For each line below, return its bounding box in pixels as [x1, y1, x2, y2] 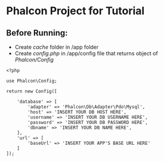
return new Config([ [6, 88, 58, 94]
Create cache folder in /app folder [14, 43, 99, 50]
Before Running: [6, 28, 68, 38]
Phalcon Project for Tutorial [6, 4, 145, 18]
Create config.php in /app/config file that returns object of [14, 50, 158, 57]
